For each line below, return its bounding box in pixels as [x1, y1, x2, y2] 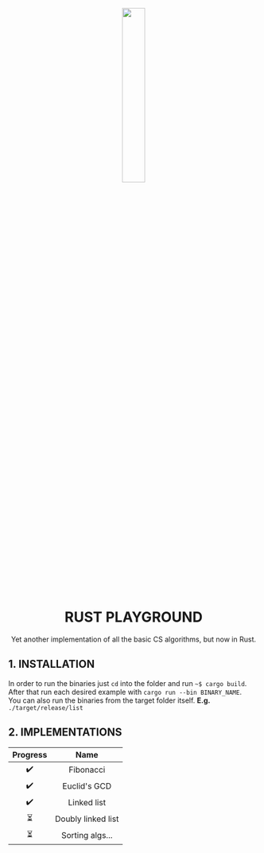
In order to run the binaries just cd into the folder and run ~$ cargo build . [8, 678, 247, 688]
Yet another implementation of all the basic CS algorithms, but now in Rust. [10, 634, 257, 644]
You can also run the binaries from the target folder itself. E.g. [8, 696, 211, 705]
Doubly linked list [55, 813, 119, 824]
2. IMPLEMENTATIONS [8, 726, 122, 739]
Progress [12, 749, 48, 760]
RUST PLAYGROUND [64, 608, 203, 626]
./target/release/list [8, 704, 83, 711]
